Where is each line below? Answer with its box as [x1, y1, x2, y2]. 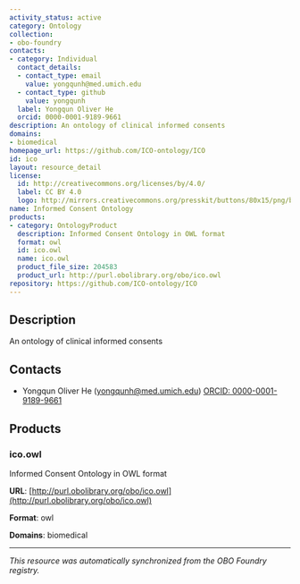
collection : [9, 30, 54, 38]
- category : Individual [9, 55, 98, 63]
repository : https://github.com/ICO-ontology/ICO [9, 279, 198, 288]
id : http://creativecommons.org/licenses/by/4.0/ [17, 180, 205, 189]
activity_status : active [9, 13, 102, 22]
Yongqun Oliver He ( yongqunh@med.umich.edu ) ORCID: [21, 385, 230, 396]
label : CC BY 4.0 [17, 188, 82, 197]
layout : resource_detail [9, 163, 102, 172]
